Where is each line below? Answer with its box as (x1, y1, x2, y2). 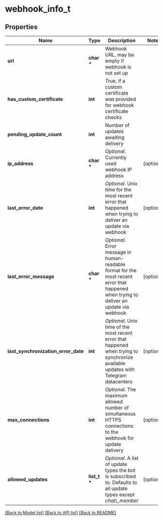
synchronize (105, 354, 133, 361)
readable (105, 261, 126, 268)
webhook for (105, 435, 134, 441)
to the (105, 429, 119, 435)
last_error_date (7, 205, 43, 211)
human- (105, 255, 124, 261)
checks (105, 114, 122, 121)
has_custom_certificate (7, 96, 63, 103)
